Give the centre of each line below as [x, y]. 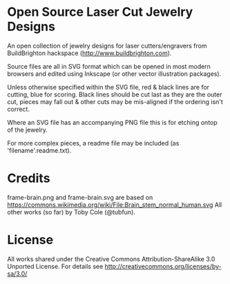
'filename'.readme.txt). [39, 150]
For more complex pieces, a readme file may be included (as [93, 143]
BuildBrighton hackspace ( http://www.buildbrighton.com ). [89, 53]
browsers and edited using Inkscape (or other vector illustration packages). [114, 74]
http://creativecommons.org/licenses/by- [163, 266]
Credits [29, 178]
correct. [18, 109]
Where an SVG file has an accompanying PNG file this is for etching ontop [112, 122]
